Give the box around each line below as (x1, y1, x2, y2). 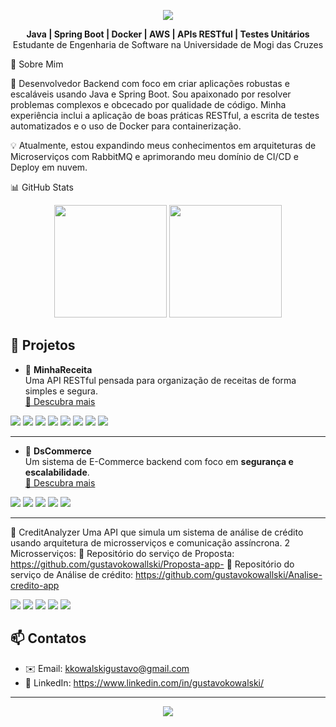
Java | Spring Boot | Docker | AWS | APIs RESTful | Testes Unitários (26, 28, 310, 40)
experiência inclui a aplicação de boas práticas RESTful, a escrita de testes (10, 110, 320, 121)
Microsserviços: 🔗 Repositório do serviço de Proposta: (10, 547, 235, 559)
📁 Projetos (10, 337, 76, 354)
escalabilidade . (24, 466, 90, 478)
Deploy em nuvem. (10, 161, 88, 173)
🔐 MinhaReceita (24, 363, 93, 375)
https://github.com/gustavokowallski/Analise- (135, 568, 323, 580)
